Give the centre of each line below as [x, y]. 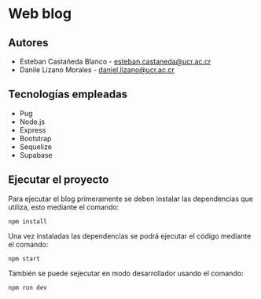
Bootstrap [35, 138]
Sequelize [36, 147]
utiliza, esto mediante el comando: [64, 207]
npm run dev [28, 287]
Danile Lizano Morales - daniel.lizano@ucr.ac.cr [97, 70]
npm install [28, 221]
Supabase [36, 155]
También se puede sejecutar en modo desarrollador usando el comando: [126, 273]
